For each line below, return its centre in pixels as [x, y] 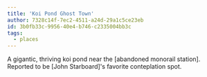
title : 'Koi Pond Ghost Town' [51, 14]
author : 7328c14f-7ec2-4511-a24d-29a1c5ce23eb [75, 20]
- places [26, 40]
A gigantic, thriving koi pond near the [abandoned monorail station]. [104, 59]
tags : [15, 33]
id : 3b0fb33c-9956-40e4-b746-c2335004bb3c [69, 26]
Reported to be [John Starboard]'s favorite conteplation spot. [94, 67]
